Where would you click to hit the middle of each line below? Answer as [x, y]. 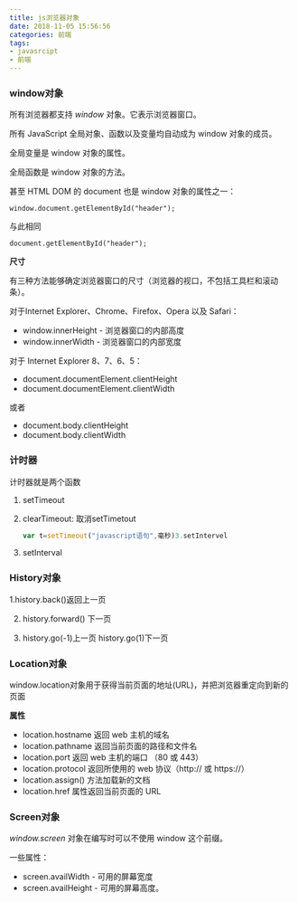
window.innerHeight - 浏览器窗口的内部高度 [103, 330]
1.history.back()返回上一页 [58, 599]
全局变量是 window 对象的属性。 [70, 153]
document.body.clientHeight [75, 425]
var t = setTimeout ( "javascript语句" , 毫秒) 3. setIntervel [125, 536]
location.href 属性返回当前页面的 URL [92, 792]
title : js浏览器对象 [44, 18]
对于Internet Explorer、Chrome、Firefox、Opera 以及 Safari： [124, 311]
